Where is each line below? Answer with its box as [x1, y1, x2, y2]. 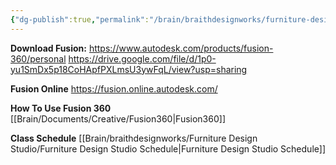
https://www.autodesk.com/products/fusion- [88, 42, 274, 54]
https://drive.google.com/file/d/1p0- [68, 52, 217, 65]
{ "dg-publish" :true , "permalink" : [10, 14, 150, 25]
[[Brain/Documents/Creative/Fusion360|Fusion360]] [10, 112, 226, 125]
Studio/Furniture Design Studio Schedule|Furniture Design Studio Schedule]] [10, 142, 326, 155]
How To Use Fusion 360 [10, 102, 112, 114]
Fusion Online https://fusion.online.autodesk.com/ [10, 82, 218, 95]
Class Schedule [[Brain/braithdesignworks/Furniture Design [10, 132, 258, 144]
